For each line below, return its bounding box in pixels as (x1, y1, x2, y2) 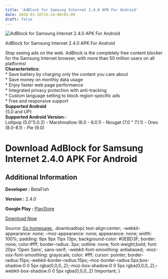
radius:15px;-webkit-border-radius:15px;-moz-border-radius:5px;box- (5, 257, 150, 263)
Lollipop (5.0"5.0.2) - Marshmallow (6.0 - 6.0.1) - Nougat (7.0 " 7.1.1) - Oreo (5, 119, 158, 126)
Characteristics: (5, 66, 40, 72)
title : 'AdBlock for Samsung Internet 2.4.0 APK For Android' (5, 7, 138, 13)
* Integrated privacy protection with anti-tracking (5, 87, 107, 94)
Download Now (5, 216, 37, 222)
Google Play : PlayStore (5, 206, 54, 212)
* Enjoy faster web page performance (5, 82, 83, 88)
